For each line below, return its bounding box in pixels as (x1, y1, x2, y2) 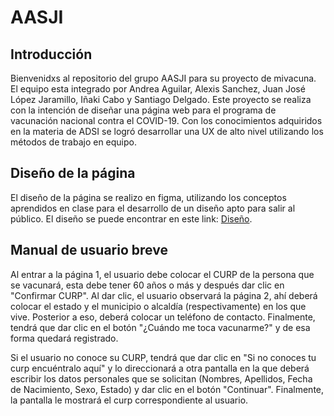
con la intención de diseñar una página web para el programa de (10, 104, 277, 116)
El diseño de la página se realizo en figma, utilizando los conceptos (10, 191, 287, 203)
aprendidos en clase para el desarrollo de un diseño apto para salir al (10, 202, 296, 214)
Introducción (10, 46, 93, 63)
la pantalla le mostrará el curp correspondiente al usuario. (10, 394, 249, 406)
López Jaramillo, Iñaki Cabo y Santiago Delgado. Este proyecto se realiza (10, 94, 312, 105)
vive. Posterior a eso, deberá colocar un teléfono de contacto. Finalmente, (10, 311, 316, 323)
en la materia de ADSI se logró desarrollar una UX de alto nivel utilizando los (10, 126, 324, 137)
